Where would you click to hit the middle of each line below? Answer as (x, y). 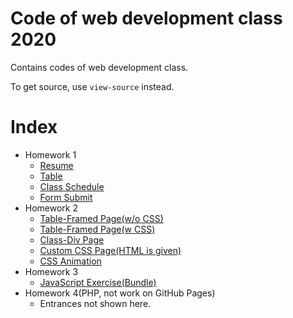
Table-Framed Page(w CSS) (97, 229)
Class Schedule (72, 186)
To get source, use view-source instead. (92, 86)
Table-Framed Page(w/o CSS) (101, 218)
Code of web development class (146, 18)
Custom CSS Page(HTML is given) (110, 250)
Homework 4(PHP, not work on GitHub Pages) (120, 293)
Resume (56, 165)
